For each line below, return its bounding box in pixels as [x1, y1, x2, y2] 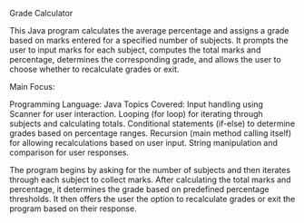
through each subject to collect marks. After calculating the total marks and [9, 174, 292, 185]
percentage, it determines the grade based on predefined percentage [9, 184, 270, 194]
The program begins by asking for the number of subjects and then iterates [9, 165, 291, 175]
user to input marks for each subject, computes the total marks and [9, 44, 261, 55]
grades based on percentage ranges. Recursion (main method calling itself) [9, 128, 292, 139]
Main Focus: [9, 82, 55, 92]
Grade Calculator [9, 8, 74, 18]
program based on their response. [9, 203, 138, 214]
